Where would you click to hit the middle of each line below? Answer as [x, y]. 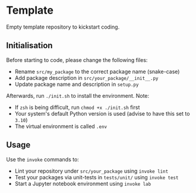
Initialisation [29, 46]
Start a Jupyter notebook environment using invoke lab [83, 183]
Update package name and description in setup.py [77, 84]
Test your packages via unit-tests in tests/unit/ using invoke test [97, 177]
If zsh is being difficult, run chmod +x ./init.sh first [77, 107]
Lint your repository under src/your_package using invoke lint [91, 171]
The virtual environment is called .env [61, 126]
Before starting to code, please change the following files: [77, 60]
